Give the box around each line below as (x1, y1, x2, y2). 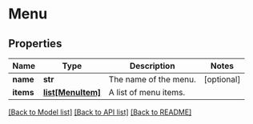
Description (129, 61, 175, 71)
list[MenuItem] (42, 87, 102, 98)
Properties (8, 37, 62, 50)
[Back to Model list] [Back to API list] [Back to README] (8, 107, 192, 117)
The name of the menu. (108, 74, 196, 85)
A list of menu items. (108, 87, 186, 98)
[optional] (203, 74, 241, 85)
